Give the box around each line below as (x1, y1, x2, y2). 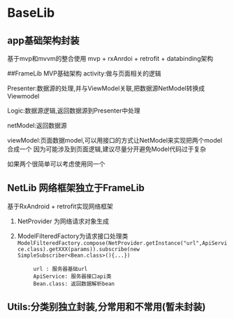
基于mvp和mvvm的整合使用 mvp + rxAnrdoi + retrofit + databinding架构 (7, 55, 214, 62)
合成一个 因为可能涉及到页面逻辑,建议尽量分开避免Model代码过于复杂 (7, 145, 207, 153)
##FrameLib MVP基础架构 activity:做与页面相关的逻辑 (7, 69, 161, 78)
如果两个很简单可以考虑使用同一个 (7, 159, 105, 168)
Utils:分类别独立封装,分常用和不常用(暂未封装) (7, 301, 206, 313)
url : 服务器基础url (33, 265, 88, 272)
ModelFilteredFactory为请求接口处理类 (17, 232, 129, 240)
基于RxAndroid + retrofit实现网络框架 (7, 201, 114, 211)
